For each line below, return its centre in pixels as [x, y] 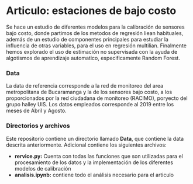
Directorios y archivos [38, 126]
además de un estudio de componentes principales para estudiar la [87, 39]
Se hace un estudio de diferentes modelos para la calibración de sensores [96, 27]
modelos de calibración [43, 168]
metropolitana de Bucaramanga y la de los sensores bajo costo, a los [89, 92]
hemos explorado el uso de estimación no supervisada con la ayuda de [92, 51]
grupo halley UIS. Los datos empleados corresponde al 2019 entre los [90, 105]
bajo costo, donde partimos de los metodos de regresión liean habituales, [95, 33]
